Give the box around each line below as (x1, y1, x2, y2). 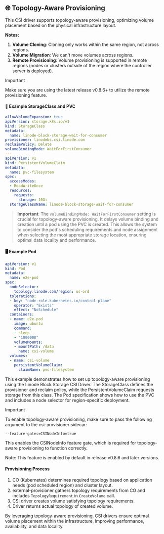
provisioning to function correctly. (19, 445, 88, 451)
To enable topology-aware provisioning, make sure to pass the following (5, 416, 152, 422)
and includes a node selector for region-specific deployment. (5, 397, 130, 403)
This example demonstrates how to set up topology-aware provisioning (5, 376, 150, 382)
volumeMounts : (14, 340, 43, 345)
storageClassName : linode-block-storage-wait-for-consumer (9, 202, 134, 207)
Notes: (5, 32, 20, 38)
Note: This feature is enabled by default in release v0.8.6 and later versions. (5, 454, 160, 460)
